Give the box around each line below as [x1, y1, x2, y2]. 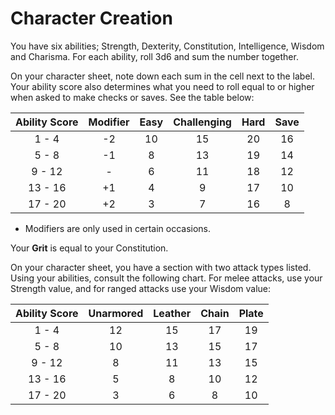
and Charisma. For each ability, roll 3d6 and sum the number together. [10, 50, 299, 62]
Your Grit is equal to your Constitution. [10, 242, 169, 254]
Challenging [173, 115, 232, 129]
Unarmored [88, 306, 144, 320]
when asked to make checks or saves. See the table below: [10, 91, 255, 103]
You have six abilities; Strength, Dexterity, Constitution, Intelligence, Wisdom [10, 40, 325, 52]
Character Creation [10, 7, 173, 30]
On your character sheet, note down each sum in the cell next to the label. [10, 70, 315, 82]
